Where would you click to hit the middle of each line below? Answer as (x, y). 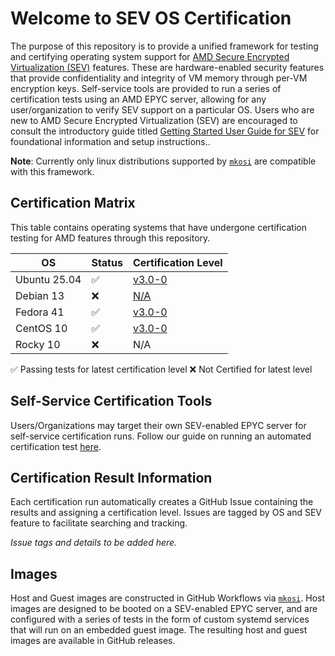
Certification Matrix (73, 203)
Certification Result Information (111, 477)
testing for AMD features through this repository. (110, 238)
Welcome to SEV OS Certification (151, 18)
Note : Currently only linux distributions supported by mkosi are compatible (163, 161)
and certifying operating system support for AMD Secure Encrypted (150, 56)
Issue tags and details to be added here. (94, 543)
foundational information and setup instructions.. (110, 141)
